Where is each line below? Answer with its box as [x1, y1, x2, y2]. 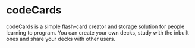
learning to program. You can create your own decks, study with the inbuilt [6, 29, 189, 36]
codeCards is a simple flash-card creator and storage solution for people [6, 23, 185, 30]
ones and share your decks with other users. [6, 35, 116, 42]
